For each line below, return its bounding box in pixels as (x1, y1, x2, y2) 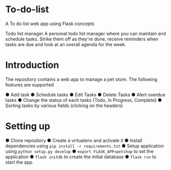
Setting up (5, 120, 50, 132)
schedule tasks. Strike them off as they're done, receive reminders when (5, 36, 159, 42)
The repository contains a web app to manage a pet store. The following (5, 76, 158, 82)
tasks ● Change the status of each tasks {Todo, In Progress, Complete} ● (5, 97, 162, 103)
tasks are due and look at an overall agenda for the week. (5, 41, 126, 47)
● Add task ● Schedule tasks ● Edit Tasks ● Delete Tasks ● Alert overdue (5, 91, 165, 98)
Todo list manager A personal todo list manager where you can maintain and (5, 30, 166, 36)
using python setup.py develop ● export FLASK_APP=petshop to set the (5, 148, 154, 154)
